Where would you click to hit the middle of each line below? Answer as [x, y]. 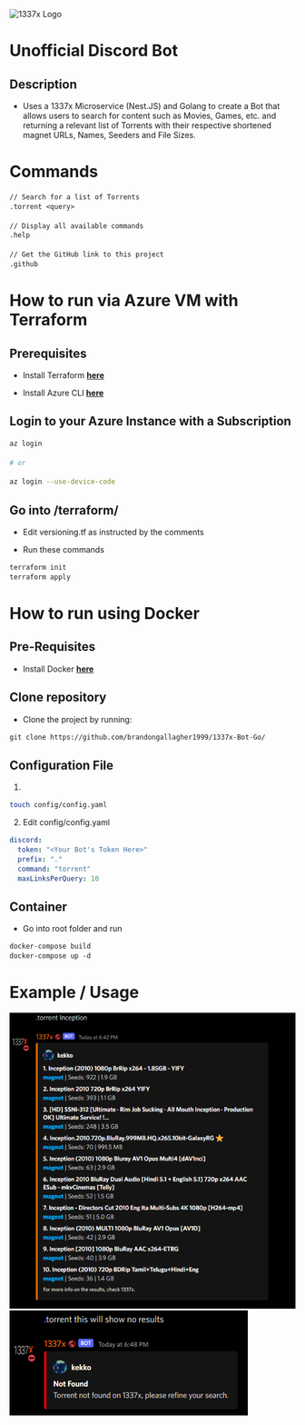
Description [43, 84]
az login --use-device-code [63, 482]
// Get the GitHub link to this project [87, 254]
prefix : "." [40, 859]
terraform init [38, 567]
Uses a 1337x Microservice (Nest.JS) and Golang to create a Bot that [151, 106]
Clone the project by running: [77, 719]
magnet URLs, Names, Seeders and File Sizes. [109, 135]
